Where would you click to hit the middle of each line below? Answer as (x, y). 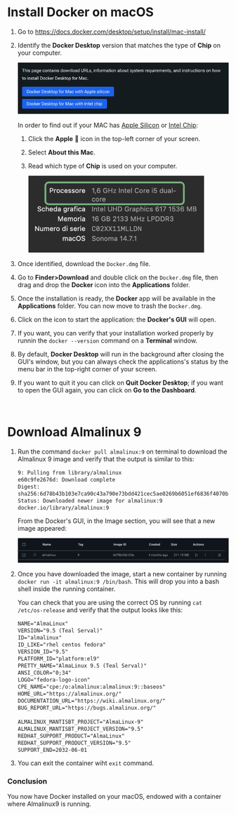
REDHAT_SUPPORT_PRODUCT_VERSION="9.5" (74, 743)
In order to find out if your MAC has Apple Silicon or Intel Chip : (108, 125)
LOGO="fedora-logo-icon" (54, 680)
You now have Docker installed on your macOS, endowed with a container (114, 797)
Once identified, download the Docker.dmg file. (84, 264)
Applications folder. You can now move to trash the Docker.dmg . (110, 306)
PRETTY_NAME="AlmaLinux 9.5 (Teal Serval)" (82, 665)
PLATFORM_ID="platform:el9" (58, 658)
